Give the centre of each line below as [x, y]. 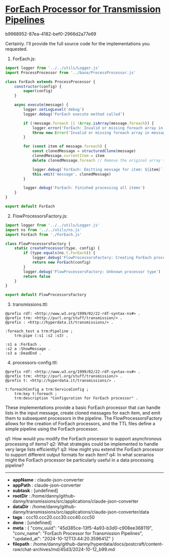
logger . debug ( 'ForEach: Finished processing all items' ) [84, 188]
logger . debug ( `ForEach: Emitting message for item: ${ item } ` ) [99, 170]
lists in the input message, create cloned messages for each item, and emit [83, 413]
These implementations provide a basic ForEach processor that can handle [83, 408]
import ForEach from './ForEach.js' [44, 234]
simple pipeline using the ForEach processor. [52, 429]
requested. [16, 49]
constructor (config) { [38, 87]
